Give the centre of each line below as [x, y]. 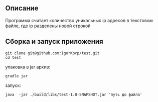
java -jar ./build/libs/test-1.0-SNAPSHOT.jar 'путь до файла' [74, 94]
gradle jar [17, 76]
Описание [22, 8]
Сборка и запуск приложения [54, 41]
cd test [13, 57]
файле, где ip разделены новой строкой [48, 26]
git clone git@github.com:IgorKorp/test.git [52, 53]
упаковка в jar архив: [28, 67]
